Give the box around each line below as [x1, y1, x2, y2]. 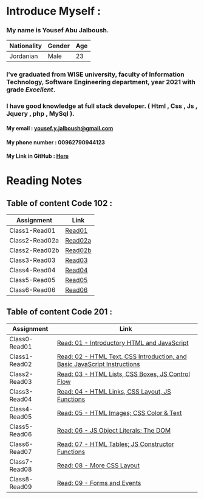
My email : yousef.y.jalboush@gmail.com [6, 124, 114, 132]
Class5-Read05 [9, 276, 56, 285]
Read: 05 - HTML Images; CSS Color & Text [56, 408, 182, 417]
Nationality [9, 41, 42, 50]
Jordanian [9, 52, 38, 60]
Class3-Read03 [9, 256, 56, 264]
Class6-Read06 [9, 286, 56, 294]
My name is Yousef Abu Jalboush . [6, 26, 109, 35]
